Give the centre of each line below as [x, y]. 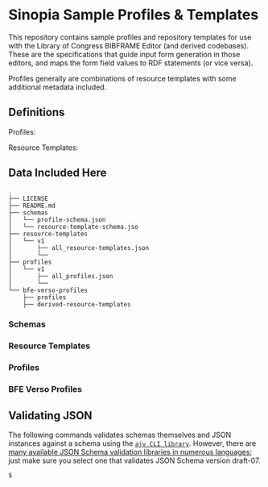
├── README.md [32, 206]
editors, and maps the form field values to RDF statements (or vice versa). [131, 63]
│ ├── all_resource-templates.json [79, 248]
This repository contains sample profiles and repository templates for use [130, 37]
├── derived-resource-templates [77, 304]
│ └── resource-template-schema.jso [73, 227]
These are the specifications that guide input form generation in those [124, 54]
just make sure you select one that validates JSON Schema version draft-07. [134, 460]
